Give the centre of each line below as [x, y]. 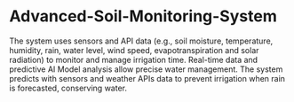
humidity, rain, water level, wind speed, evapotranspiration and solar [134, 50]
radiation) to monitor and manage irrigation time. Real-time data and [134, 59]
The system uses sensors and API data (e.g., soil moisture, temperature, [141, 41]
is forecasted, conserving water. [68, 88]
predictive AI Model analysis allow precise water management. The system [146, 69]
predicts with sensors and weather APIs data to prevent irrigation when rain [147, 78]
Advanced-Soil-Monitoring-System [143, 16]
